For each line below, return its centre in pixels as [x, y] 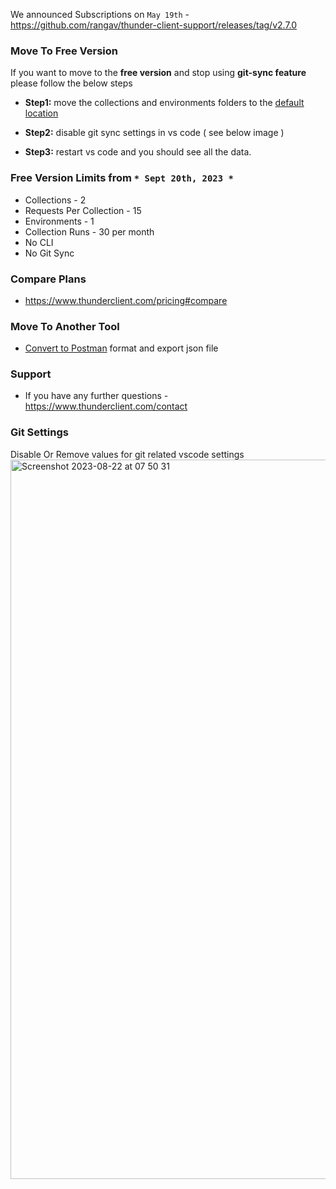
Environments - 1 [59, 221]
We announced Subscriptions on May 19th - [100, 14]
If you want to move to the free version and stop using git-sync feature [158, 73]
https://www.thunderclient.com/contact [106, 406]
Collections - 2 [55, 200]
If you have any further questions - [96, 396]
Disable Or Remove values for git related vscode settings [127, 454]
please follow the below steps [71, 83]
